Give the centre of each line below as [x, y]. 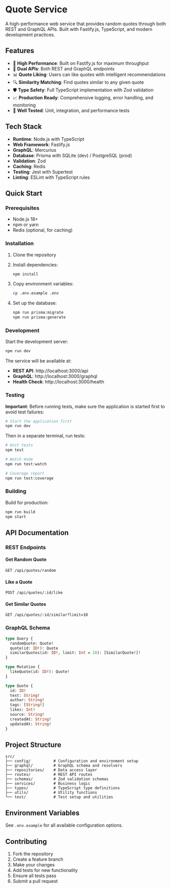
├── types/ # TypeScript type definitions [63, 788]
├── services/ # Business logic [48, 784]
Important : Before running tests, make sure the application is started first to [85, 406]
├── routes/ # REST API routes [49, 775]
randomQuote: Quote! [32, 643]
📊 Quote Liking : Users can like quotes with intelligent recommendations [89, 74]
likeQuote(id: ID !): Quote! [40, 672]
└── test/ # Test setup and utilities [59, 797]
